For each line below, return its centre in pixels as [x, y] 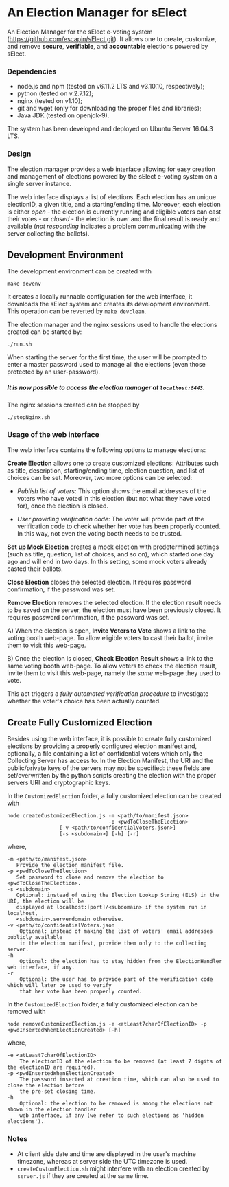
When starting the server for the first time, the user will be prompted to [107, 357]
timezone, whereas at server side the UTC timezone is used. [102, 1161]
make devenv [24, 284]
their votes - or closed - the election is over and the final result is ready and [114, 218]
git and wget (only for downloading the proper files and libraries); [109, 109]
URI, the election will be [46, 901]
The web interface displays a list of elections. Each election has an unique [112, 196]
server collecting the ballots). [48, 233]
